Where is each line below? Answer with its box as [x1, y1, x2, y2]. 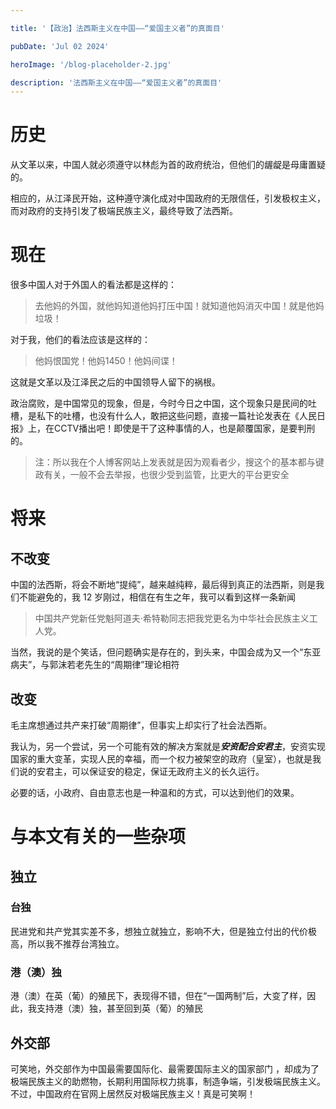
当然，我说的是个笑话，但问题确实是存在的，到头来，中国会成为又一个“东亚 [10, 646, 322, 658]
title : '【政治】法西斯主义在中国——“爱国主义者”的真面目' [10, 23, 225, 33]
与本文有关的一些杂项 [10, 826, 187, 848]
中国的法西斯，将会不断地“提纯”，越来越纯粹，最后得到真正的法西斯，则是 [10, 579, 317, 591]
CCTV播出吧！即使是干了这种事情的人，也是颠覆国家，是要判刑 [53, 422, 316, 435]
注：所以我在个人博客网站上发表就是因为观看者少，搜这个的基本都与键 [34, 456, 325, 468]
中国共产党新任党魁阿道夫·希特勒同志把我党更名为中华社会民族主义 [34, 612, 310, 625]
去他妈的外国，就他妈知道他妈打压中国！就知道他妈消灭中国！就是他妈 [34, 300, 325, 312]
